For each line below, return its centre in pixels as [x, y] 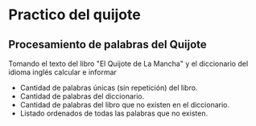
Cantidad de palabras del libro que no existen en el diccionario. [124, 105]
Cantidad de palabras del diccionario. [82, 96]
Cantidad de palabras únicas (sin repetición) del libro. [109, 87]
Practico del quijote [74, 15]
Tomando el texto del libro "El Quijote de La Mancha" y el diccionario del [128, 63]
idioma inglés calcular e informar [62, 72]
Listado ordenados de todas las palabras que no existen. [114, 113]
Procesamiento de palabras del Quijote [107, 45]
